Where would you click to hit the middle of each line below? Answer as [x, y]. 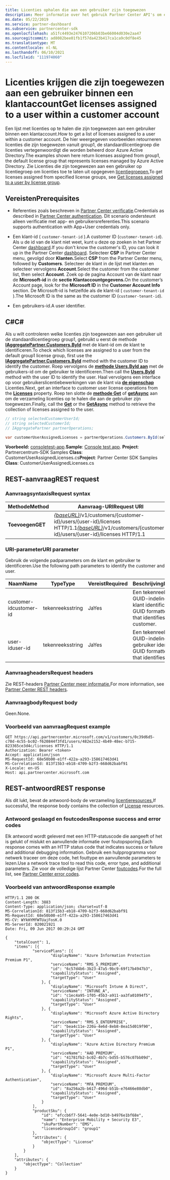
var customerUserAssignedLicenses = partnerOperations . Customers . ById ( [82, 437]
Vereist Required [108, 584]
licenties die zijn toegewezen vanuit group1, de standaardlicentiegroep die [82, 145]
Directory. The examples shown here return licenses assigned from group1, [83, 156]
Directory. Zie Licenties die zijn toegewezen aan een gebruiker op [74, 166]
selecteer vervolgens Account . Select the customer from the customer [86, 269]
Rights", [14, 1018]
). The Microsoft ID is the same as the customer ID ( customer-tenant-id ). [88, 296]
